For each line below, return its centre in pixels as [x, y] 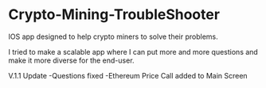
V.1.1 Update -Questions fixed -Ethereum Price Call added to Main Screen [128, 75]
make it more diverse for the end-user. [71, 60]
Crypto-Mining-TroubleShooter [114, 15]
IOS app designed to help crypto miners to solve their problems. [113, 36]
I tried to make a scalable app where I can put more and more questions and [133, 52]
